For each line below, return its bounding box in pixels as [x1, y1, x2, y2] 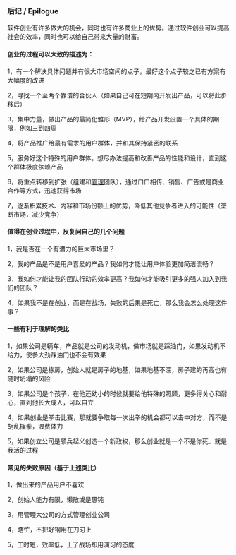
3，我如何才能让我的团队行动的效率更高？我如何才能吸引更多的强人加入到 [7, 274, 221, 283]
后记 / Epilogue [7, 6, 59, 16]
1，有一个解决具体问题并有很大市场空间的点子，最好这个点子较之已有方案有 [7, 67, 226, 76]
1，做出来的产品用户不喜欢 [7, 480, 85, 489]
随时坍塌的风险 [7, 374, 51, 383]
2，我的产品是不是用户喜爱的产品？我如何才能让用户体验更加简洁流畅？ [7, 259, 215, 268]
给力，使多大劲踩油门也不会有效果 [7, 350, 106, 359]
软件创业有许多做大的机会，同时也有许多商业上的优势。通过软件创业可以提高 [7, 23, 230, 32]
